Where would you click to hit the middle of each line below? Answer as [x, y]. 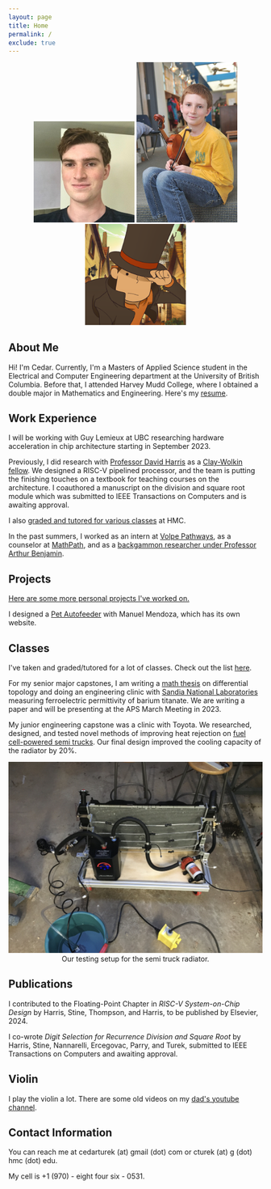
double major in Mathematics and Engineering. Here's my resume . [118, 393]
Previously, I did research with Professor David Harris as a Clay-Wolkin [126, 462]
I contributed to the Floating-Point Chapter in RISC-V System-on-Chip [124, 1004]
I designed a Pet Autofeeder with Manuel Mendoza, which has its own [124, 614]
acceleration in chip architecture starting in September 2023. [110, 446]
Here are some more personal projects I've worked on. [99, 599]
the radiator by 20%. [43, 751]
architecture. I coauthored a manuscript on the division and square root [127, 488]
